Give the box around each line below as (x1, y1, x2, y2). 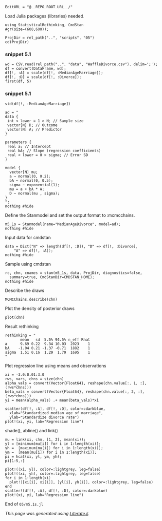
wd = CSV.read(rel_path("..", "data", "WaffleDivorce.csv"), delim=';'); (5, 62, 158, 67)
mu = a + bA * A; (9, 187, 45, 192)
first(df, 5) (5, 79, 32, 84)
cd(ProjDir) (5, 39, 29, 44)
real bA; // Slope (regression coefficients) (7, 148, 101, 153)
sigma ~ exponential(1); (9, 182, 60, 187)
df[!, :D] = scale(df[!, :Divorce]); (5, 75, 82, 80)
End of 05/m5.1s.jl (5, 501, 44, 507)
